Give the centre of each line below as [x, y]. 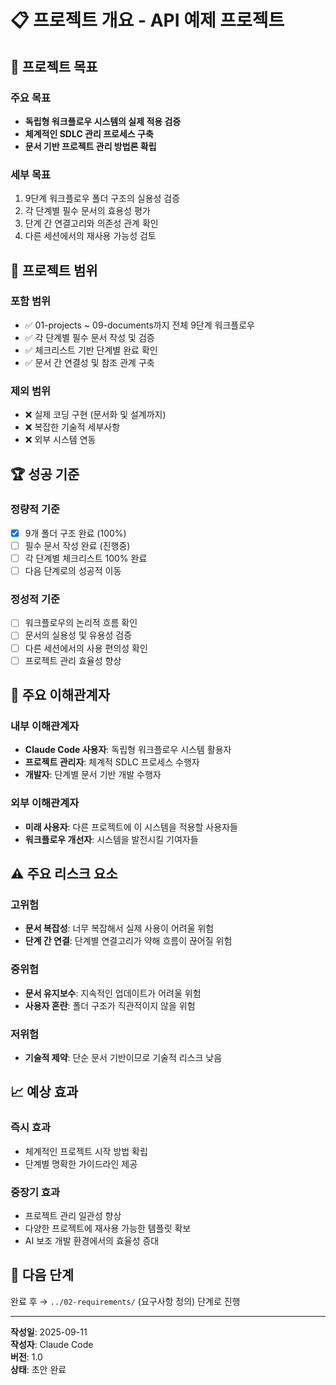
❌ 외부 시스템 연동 [60, 440]
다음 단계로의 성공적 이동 [73, 571]
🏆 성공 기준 [45, 474]
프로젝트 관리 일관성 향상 [73, 1215]
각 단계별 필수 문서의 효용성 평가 [87, 211]
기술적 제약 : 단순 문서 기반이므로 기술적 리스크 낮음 [123, 1057]
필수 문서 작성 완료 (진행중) [77, 545]
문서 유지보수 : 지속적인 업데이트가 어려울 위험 [113, 993]
